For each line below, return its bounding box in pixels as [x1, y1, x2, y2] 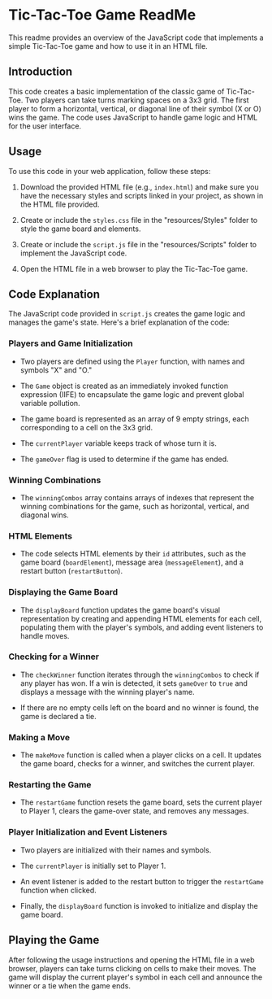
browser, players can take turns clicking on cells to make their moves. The [8, 963, 257, 973]
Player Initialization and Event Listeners [8, 827, 168, 838]
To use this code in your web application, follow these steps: [8, 166, 211, 176]
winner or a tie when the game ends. [8, 980, 132, 990]
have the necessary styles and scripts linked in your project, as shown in [19, 190, 264, 200]
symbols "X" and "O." [19, 364, 93, 375]
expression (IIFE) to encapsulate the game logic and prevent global [19, 389, 244, 399]
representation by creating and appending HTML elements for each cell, [19, 613, 262, 623]
